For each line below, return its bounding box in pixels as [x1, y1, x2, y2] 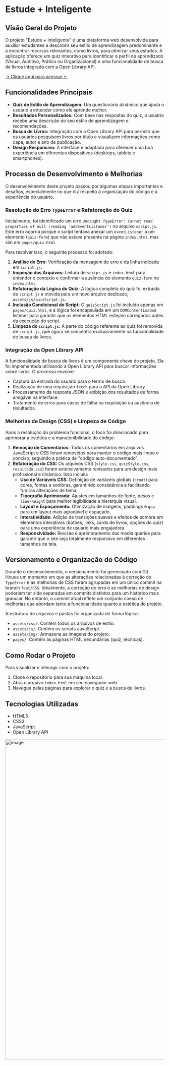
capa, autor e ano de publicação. [12, 139, 82, 145]
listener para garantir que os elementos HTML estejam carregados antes [12, 312, 164, 318]
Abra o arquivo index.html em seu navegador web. [12, 680, 119, 686]
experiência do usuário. [5, 194, 54, 200]
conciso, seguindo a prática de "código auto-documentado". [12, 455, 139, 461]
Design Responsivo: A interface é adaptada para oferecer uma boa [12, 144, 153, 150]
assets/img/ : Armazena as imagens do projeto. [12, 631, 110, 637]
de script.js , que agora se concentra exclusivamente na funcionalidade [12, 328, 164, 334]
